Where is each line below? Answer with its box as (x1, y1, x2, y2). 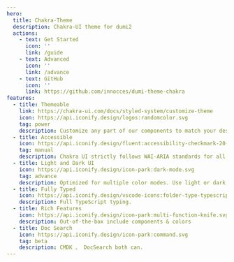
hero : (6, 10, 22, 17)
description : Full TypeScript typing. (19, 198, 132, 206)
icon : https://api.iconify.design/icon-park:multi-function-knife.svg (19, 212, 229, 219)
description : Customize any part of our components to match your (19, 127, 217, 134)
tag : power (19, 120, 51, 128)
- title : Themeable (13, 101, 70, 108)
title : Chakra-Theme (13, 17, 73, 24)
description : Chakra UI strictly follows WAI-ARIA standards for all (19, 153, 226, 161)
